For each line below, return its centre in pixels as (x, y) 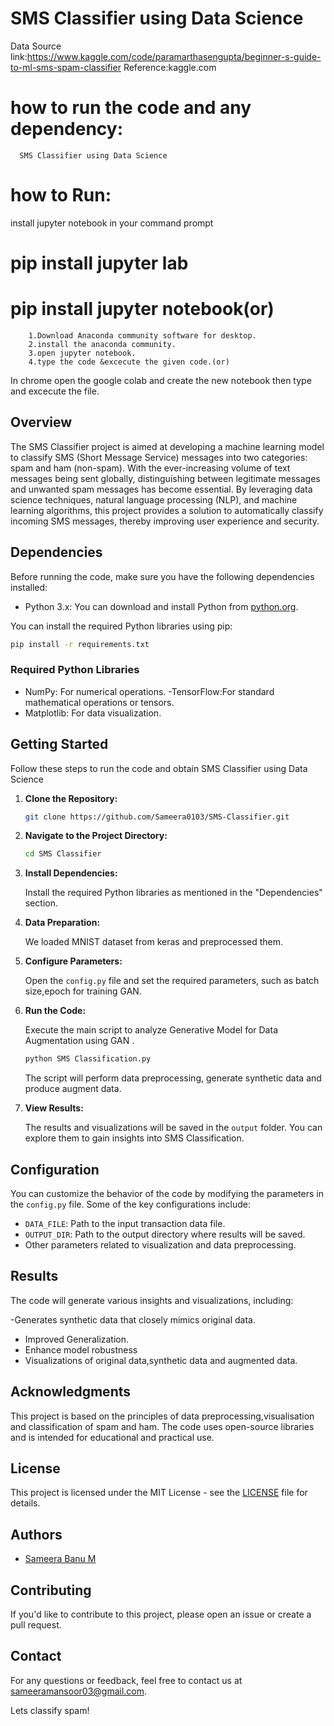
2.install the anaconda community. (102, 344)
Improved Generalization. (77, 1339)
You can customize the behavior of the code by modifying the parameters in (167, 1193)
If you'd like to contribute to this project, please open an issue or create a (161, 1614)
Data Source (36, 46)
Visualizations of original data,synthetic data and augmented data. (161, 1360)
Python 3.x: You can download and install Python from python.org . (161, 606)
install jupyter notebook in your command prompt (112, 223)
